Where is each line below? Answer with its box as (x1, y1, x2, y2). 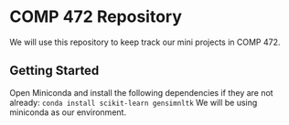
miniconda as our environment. (9, 107, 126, 118)
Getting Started (9, 63, 100, 78)
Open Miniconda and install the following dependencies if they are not (9, 87, 273, 98)
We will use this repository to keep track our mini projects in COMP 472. (9, 36, 281, 47)
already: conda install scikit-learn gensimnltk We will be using (9, 97, 258, 108)
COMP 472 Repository (9, 6, 183, 27)
